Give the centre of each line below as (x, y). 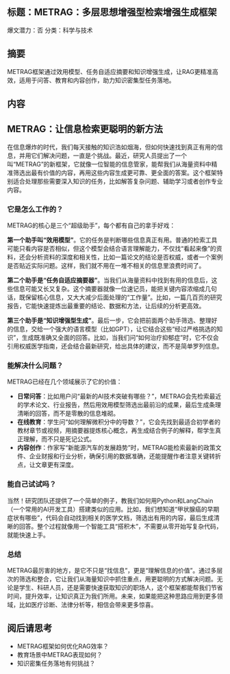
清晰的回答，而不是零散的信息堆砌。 (68, 414)
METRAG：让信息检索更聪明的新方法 (85, 129)
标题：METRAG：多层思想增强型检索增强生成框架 (112, 12)
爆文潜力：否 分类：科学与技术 (50, 30)
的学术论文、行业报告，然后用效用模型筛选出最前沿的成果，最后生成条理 (119, 405)
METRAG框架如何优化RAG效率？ (63, 646)
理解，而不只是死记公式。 (59, 439)
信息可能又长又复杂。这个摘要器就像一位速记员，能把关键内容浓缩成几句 (115, 289)
